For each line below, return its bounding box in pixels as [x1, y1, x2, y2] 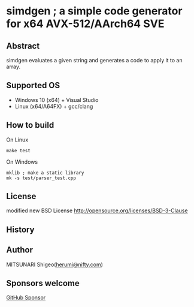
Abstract [6, 41, 40, 51]
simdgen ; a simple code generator [6, 4, 183, 18]
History [6, 224, 35, 234]
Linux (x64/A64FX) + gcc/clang [14, 103, 93, 110]
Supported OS [6, 80, 60, 91]
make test [6, 148, 31, 153]
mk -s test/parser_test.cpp [6, 175, 77, 181]
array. [6, 63, 21, 70]
